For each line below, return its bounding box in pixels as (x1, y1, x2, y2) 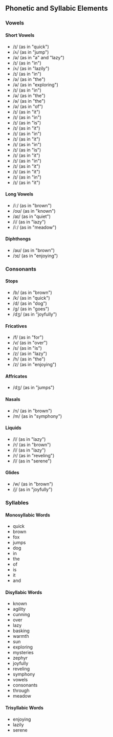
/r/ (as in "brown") (12, 441, 51, 448)
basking (12, 628, 30, 634)
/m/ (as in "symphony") (12, 413, 62, 419)
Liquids (5, 425, 21, 431)
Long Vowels (5, 191, 34, 197)
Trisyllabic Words (5, 704, 43, 710)
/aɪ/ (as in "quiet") (12, 213, 51, 219)
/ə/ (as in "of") (12, 103, 43, 109)
